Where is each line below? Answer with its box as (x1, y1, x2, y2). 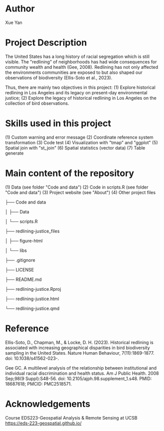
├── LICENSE (5, 266, 34, 272)
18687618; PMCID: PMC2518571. (5, 381, 72, 387)
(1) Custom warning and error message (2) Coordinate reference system (5, 134, 154, 140)
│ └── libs (5, 247, 27, 253)
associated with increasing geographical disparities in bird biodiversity (5, 345, 151, 351)
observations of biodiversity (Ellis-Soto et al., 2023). (5, 74, 113, 80)
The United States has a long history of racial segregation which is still (5, 53, 150, 59)
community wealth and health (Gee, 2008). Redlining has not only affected (5, 64, 159, 70)
